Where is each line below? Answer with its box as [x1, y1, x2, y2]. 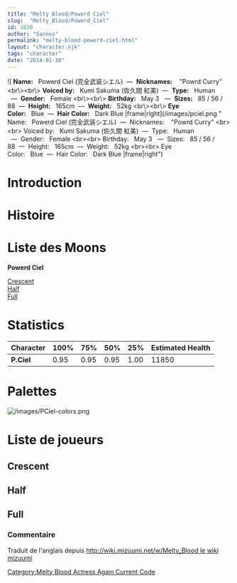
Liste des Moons [7, 240, 106, 256]
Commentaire [7, 530, 55, 540]
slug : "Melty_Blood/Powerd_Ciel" [7, 17, 110, 24]
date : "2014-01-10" [7, 57, 65, 64]
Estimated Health [150, 343, 211, 352]
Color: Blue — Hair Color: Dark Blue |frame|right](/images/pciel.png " [7, 109, 222, 117]
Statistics [7, 317, 65, 333]
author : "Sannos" [7, 30, 59, 38]
